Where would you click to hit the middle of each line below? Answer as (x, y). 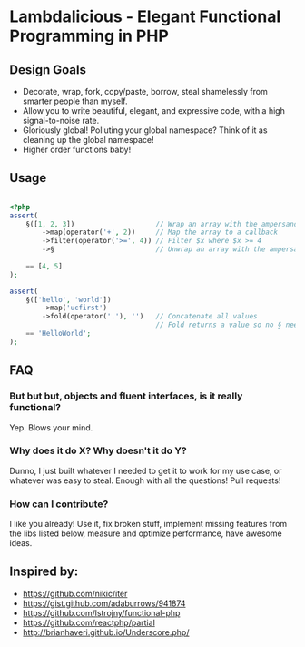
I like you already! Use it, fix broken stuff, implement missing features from (148, 524)
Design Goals (48, 70)
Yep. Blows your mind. (51, 427)
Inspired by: (44, 572)
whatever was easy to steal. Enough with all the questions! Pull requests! (145, 480)
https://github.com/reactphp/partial (89, 622)
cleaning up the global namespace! (88, 140)
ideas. (21, 543)
